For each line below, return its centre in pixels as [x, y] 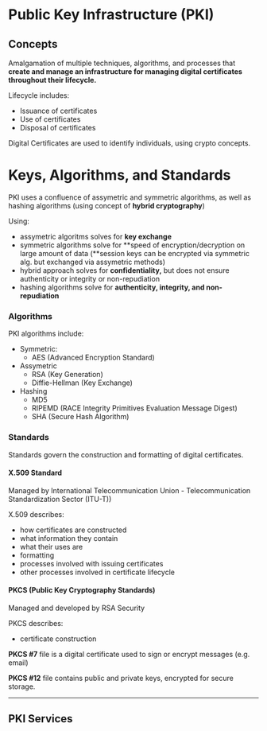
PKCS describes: [36, 623]
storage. [22, 686]
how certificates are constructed [73, 530]
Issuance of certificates [58, 111]
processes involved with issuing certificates [91, 563]
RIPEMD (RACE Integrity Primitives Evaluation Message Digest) [135, 408]
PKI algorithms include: [46, 334]
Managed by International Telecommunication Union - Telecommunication [130, 490]
